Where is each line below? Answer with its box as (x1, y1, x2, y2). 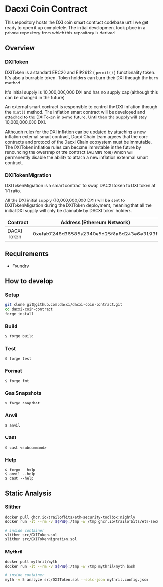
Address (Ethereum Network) (60, 219, 130, 226)
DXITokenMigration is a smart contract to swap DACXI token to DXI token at (5, 183, 156, 188)
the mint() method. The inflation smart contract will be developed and (5, 109, 145, 115)
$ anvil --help (5, 472, 36, 477)
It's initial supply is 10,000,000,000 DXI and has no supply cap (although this (5, 89, 158, 95)
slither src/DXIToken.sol (5, 533, 57, 537)
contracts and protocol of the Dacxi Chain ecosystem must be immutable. (5, 139, 152, 145)
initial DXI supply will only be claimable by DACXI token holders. (5, 207, 132, 213)
